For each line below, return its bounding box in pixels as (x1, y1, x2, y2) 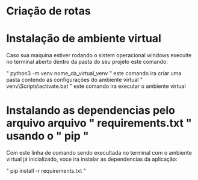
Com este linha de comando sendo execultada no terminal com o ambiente (6, 149, 193, 157)
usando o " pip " (6, 129, 89, 143)
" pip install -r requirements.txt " (6, 167, 86, 175)
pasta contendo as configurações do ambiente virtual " (6, 76, 143, 84)
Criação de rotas (6, 4, 91, 18)
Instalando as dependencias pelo (6, 104, 176, 117)
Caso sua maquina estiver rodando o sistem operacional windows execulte (6, 52, 192, 59)
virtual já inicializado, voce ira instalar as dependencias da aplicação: (6, 155, 178, 163)
